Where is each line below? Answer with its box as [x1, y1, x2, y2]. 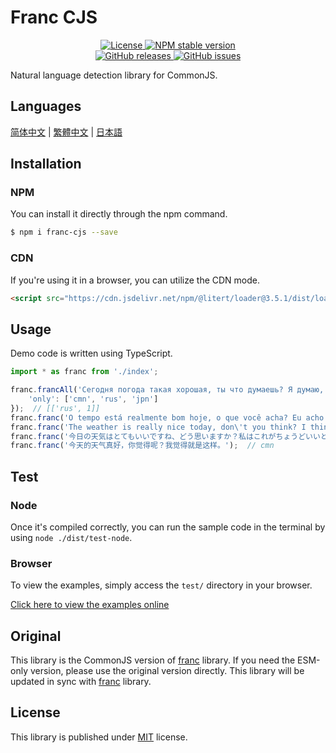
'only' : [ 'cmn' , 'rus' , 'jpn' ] [28, 394, 159, 405]
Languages [10, 98, 82, 115]
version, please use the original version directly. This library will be [29, 665, 305, 677]
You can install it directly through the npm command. [10, 208, 228, 220]
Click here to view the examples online [10, 599, 170, 611]
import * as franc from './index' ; [10, 367, 159, 377]
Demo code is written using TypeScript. [10, 347, 173, 360]
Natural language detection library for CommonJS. [10, 69, 218, 81]
